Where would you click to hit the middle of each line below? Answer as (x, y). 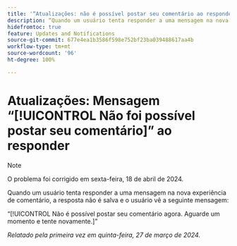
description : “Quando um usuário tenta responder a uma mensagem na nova (118, 20)
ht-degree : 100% (31, 60)
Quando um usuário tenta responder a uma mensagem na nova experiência (117, 192)
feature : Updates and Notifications (61, 33)
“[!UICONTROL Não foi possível (101, 115)
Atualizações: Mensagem (84, 100)
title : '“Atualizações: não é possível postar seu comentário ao (105, 14)
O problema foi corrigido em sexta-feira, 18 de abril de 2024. (96, 179)
